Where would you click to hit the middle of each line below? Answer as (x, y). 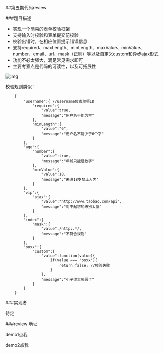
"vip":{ (31, 193)
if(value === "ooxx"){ (74, 260)
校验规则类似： (21, 86)
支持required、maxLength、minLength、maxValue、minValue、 (78, 47)
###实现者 (16, 303)
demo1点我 (16, 335)
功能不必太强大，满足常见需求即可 (48, 60)
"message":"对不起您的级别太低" (71, 207)
